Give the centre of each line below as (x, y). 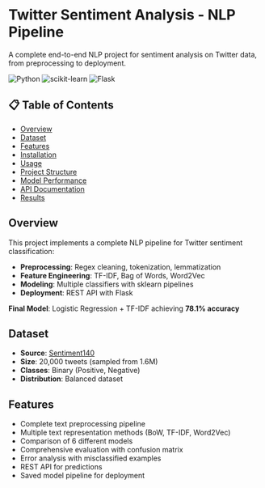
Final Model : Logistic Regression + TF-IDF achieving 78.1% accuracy (124, 308)
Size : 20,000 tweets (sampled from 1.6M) (89, 362)
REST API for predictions (61, 467)
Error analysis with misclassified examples (90, 458)
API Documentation (52, 189)
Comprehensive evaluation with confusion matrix (101, 450)
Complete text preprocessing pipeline (82, 424)
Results (32, 197)
